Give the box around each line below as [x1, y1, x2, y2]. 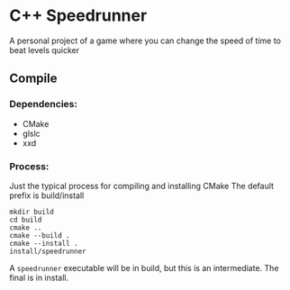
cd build [9, 215, 42, 224]
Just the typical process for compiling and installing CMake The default [9, 180, 275, 191]
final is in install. [9, 272, 69, 283]
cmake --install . [9, 239, 78, 248]
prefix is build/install [9, 190, 85, 201]
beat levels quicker [9, 44, 80, 55]
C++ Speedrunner [9, 5, 148, 26]
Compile [9, 71, 58, 86]
